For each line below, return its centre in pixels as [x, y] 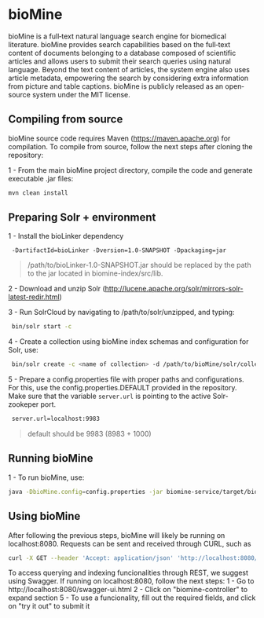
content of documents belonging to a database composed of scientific [122, 53]
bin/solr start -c [42, 327]
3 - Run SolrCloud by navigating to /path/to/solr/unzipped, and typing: [121, 313]
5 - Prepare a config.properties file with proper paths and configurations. [126, 379]
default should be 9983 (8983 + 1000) [89, 434]
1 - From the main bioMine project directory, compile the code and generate [130, 170]
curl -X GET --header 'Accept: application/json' [91, 558]
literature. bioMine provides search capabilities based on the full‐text [119, 44]
